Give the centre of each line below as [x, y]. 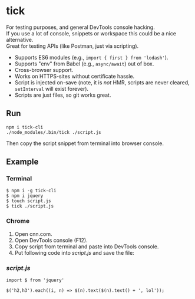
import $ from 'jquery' [35, 280]
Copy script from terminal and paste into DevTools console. [87, 247]
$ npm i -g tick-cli [32, 191]
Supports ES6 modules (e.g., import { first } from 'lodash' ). [91, 57]
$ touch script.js [29, 201]
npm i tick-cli [25, 127]
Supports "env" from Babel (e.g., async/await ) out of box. [84, 64]
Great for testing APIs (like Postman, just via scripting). [72, 46]
